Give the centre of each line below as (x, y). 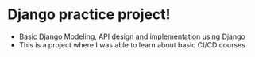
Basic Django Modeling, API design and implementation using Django (132, 36)
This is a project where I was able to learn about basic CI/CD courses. (133, 44)
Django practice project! (89, 15)
